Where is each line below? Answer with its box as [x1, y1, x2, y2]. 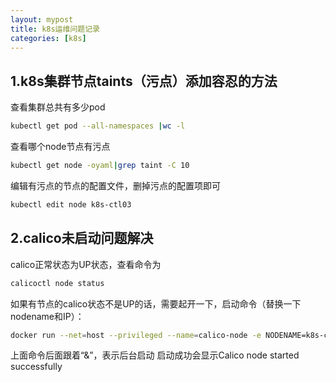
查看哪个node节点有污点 [10, 141, 111, 153]
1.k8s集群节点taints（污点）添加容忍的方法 [10, 72, 278, 90]
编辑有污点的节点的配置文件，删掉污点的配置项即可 [10, 179, 221, 191]
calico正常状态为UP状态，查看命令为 [10, 258, 162, 270]
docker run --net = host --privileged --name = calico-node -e [10, 330, 262, 340]
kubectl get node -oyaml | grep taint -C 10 [10, 161, 190, 171]
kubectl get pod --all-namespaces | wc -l [10, 121, 186, 131]
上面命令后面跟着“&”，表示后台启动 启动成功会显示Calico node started [10, 349, 300, 361]
